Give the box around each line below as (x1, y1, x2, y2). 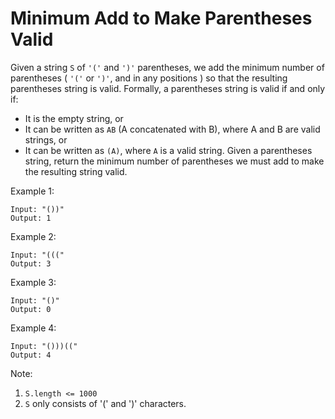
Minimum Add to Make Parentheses (10, 7, 313, 30)
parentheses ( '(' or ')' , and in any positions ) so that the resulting (10, 72, 288, 84)
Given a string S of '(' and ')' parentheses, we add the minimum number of (10, 61, 325, 73)
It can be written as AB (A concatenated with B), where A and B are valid (24, 123, 321, 135)
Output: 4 (10, 350, 52, 360)
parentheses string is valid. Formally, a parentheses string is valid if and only (10, 82, 326, 94)
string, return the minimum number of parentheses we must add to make (24, 155, 325, 167)
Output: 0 (10, 304, 52, 314)
